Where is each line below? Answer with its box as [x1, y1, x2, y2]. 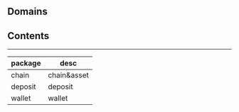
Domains [7, 6, 48, 18]
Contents [7, 30, 50, 42]
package [11, 58, 41, 68]
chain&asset [48, 70, 89, 80]
